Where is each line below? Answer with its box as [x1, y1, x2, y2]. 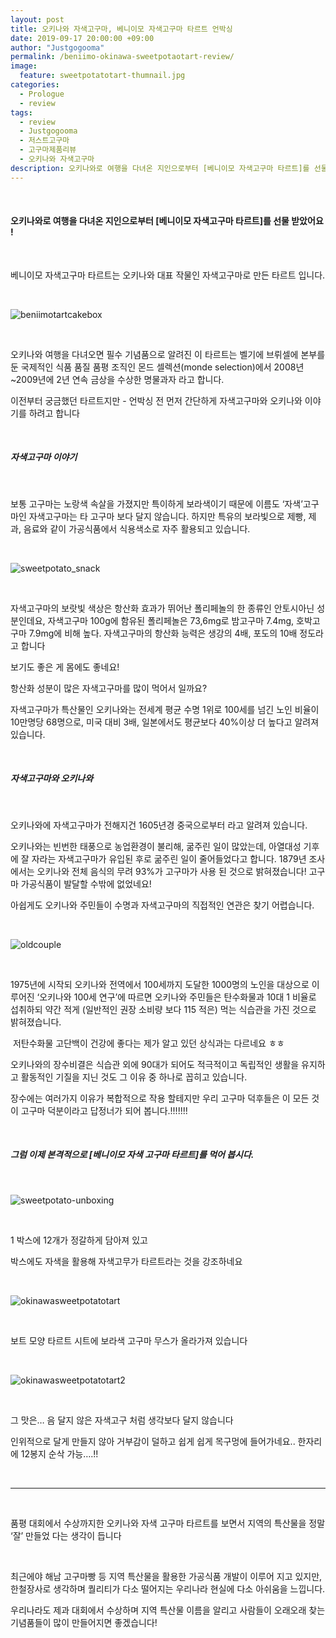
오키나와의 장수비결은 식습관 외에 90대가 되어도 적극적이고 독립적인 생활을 [10, 1058, 300, 1070]
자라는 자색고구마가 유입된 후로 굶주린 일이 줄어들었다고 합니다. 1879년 [31, 852, 307, 865]
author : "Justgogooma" [10, 42, 105, 53]
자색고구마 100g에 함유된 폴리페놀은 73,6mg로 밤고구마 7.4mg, [47, 614, 295, 626]
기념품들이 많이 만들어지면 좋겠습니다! [10, 1616, 158, 1628]
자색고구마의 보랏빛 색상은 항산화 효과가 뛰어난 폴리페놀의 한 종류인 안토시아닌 [10, 602, 315, 614]
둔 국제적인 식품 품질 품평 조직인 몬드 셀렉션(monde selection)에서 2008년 [10, 361, 305, 373]
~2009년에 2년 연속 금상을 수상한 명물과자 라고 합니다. [10, 373, 225, 385]
